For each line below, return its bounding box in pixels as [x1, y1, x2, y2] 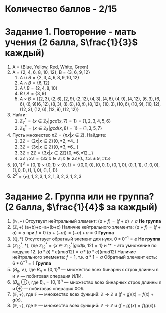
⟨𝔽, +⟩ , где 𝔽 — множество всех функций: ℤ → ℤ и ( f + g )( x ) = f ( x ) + [12, 291, 154, 297]
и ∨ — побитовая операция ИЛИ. [12, 273, 83, 279]
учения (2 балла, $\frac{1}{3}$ [5, 37, 138, 48]
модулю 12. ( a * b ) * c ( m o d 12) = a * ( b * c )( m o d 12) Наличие [12, 249, 136, 255]
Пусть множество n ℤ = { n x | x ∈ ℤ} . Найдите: [12, 132, 107, 138]
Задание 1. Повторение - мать [5, 26, 137, 38]
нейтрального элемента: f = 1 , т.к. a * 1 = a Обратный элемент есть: [12, 254, 158, 260]
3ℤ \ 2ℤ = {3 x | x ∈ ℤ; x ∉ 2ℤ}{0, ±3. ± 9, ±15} [19, 156, 111, 161]
